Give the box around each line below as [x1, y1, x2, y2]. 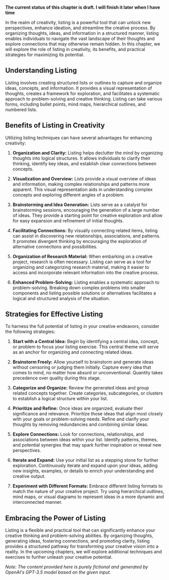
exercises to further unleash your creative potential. [5, 554, 112, 560]
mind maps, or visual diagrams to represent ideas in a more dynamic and [12, 494, 164, 500]
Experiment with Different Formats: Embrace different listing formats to [12, 483, 163, 489]
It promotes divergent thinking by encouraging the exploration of [12, 238, 147, 244]
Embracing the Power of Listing [5, 514, 106, 522]
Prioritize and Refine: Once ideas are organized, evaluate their [12, 405, 143, 411]
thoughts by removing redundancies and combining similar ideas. [12, 421, 149, 427]
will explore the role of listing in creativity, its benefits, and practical [5, 46, 145, 52]
